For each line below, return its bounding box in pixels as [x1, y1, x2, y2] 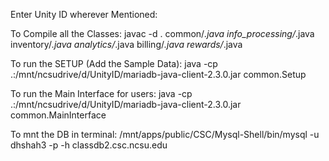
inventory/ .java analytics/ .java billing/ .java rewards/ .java [10, 39, 243, 50]
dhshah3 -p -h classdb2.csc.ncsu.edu [10, 139, 168, 151]
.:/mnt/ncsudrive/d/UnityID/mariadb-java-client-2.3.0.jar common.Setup [10, 69, 307, 80]
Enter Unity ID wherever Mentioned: [10, 9, 158, 20]
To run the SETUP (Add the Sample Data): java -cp [10, 58, 218, 69]
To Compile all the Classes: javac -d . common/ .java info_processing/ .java [10, 28, 315, 39]
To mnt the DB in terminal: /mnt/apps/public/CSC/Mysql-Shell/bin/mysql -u [10, 129, 320, 140]
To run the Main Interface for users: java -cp [10, 88, 193, 99]
